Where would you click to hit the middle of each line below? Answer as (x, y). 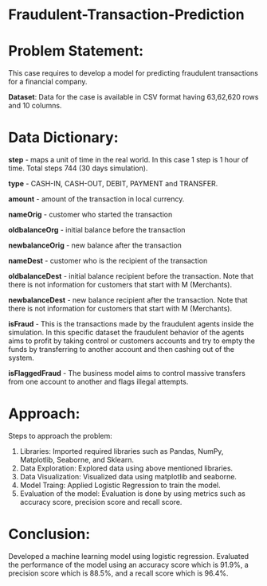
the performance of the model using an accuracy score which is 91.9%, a (128, 565)
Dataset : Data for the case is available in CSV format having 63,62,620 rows (133, 97)
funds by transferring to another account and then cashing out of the (122, 350)
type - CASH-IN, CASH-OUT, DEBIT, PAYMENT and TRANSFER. (113, 184)
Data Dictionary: (63, 138)
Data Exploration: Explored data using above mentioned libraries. (126, 468)
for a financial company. (48, 82)
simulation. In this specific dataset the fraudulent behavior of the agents (126, 333)
